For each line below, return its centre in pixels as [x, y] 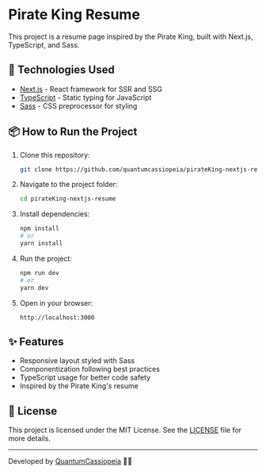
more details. [30, 438]
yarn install [41, 243]
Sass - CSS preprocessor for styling [78, 105]
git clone [36, 169]
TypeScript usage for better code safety [85, 377]
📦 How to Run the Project [73, 132]
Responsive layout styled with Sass [77, 361]
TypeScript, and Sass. [44, 44]
